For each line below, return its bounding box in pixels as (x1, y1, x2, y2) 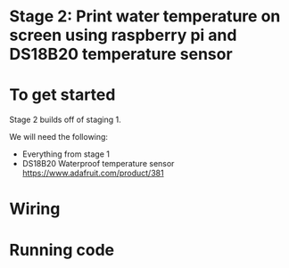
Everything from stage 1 (21, 149, 110, 159)
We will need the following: (9, 132, 109, 142)
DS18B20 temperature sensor (9, 45, 234, 64)
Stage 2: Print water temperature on (9, 6, 281, 27)
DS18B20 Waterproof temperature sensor (21, 158, 175, 169)
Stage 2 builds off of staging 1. (9, 114, 122, 126)
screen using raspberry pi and (9, 25, 237, 45)
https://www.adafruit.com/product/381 (21, 167, 164, 179)
